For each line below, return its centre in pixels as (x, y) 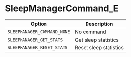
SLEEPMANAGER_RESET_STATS (38, 47)
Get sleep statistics (97, 40)
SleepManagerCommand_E (62, 8)
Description (99, 24)
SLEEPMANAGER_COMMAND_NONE (39, 32)
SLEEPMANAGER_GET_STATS (35, 40)
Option (39, 24)
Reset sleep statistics (99, 47)
